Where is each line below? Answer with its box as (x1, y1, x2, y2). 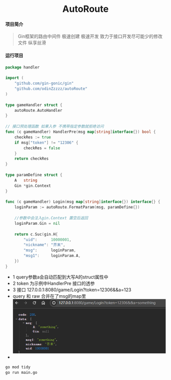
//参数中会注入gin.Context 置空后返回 (14, 216, 88, 221)
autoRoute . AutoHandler (14, 108, 63, 113)
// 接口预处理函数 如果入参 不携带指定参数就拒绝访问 (5, 124, 104, 129)
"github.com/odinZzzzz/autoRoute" (14, 86, 88, 91)
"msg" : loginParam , (23, 248, 76, 253)
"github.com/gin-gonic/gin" (14, 81, 74, 86)
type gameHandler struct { (5, 102, 63, 107)
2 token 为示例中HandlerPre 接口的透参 (12, 280, 95, 286)
